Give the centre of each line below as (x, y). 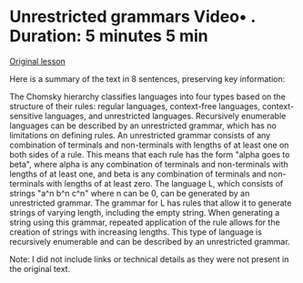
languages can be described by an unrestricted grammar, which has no (143, 126)
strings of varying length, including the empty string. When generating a (145, 212)
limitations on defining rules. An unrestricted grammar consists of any (140, 135)
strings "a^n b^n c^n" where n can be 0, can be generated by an (130, 193)
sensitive (26, 116)
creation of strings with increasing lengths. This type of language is (136, 232)
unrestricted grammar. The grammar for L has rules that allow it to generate (151, 203)
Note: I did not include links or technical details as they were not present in (149, 259)
